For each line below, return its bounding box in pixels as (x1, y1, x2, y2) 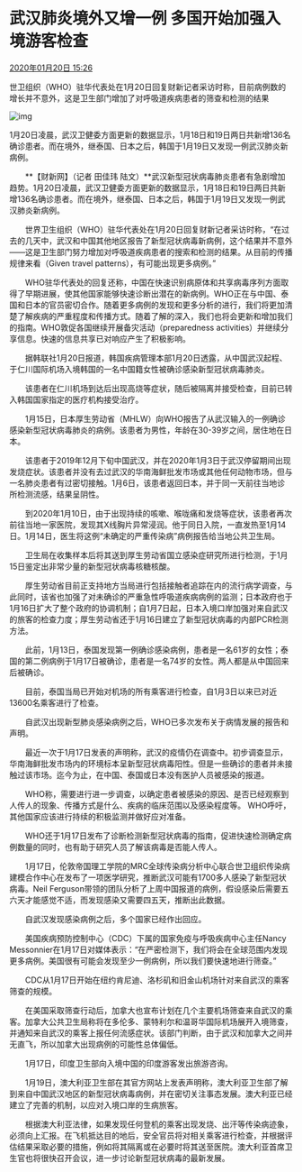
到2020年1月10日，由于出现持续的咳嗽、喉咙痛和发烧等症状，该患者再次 (24, 508, 292, 518)
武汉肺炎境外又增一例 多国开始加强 (9, 8, 265, 29)
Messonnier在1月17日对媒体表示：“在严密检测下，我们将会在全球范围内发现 (9, 944, 288, 955)
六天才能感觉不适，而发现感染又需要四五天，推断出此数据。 (9, 894, 230, 905)
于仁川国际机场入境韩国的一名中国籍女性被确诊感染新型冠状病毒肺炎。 (9, 363, 270, 374)
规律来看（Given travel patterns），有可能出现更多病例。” (9, 258, 217, 269)
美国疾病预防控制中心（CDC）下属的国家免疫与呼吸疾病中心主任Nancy (24, 932, 287, 943)
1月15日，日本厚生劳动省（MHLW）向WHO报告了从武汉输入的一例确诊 (24, 413, 286, 424)
